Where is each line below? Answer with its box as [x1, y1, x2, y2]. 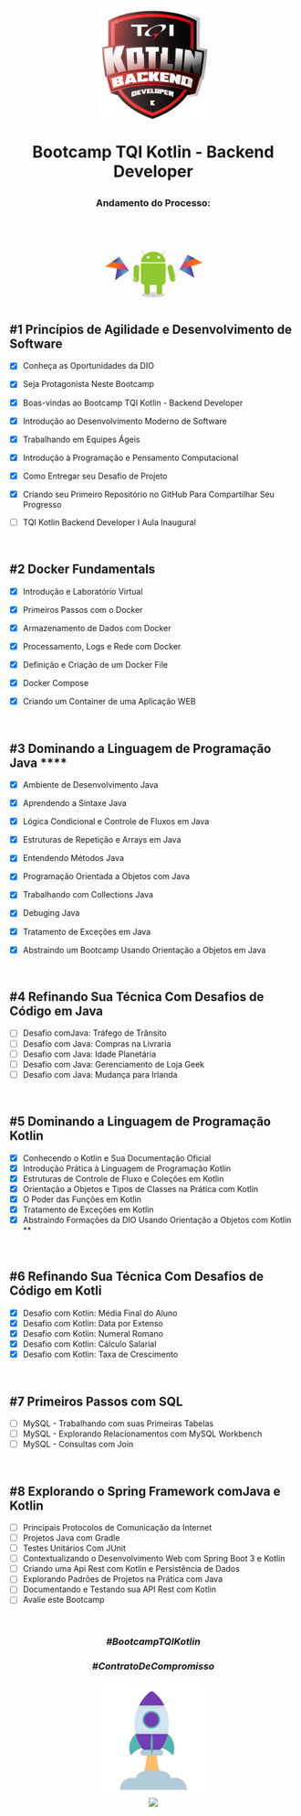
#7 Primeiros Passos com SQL [9, 1393, 183, 1409]
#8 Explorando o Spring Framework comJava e [9, 1483, 281, 1499]
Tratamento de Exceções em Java [22, 926, 151, 937]
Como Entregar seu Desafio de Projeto [22, 470, 168, 481]
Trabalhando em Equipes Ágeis [22, 434, 140, 445]
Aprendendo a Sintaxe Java [22, 798, 128, 809]
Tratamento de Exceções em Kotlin [22, 1204, 154, 1215]
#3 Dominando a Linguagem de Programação [9, 740, 272, 757]
